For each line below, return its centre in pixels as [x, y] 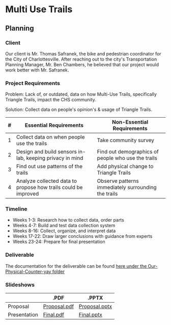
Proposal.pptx [95, 307]
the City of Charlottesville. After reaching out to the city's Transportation [81, 59]
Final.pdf [54, 315]
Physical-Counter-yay [28, 272]
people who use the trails [127, 158]
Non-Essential [130, 122]
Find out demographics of [128, 152]
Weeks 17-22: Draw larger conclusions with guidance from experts [82, 236]
